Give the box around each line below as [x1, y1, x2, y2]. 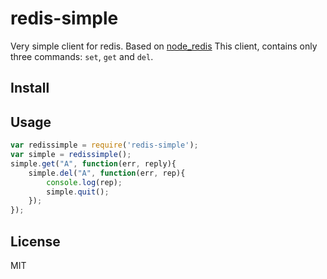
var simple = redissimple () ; [10, 150, 132, 160]
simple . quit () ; [46, 187, 110, 197]
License [10, 233, 61, 250]
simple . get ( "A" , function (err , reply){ [10, 158, 177, 169]
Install [10, 80, 50, 97]
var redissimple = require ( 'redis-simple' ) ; [10, 140, 199, 151]
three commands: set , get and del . [10, 50, 154, 62]
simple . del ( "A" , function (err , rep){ [28, 168, 186, 178]
